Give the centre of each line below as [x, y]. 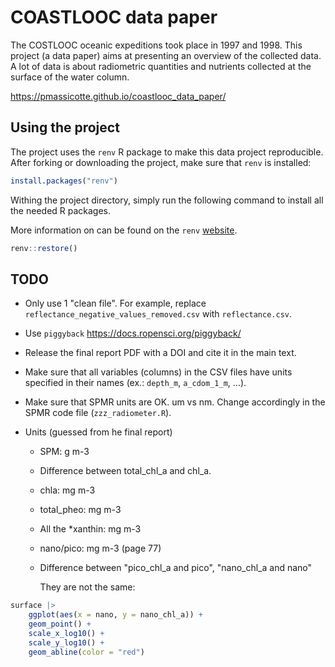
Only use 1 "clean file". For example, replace [115, 303]
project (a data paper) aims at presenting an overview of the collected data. [166, 55]
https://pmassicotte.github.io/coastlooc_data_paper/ [118, 96]
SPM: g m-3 [64, 452]
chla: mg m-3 [67, 490]
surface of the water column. [70, 77]
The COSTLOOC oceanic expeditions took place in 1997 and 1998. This [156, 45]
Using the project [65, 127]
